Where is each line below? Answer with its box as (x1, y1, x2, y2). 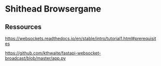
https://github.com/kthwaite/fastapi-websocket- (5, 50, 101, 56)
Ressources (5, 23, 42, 31)
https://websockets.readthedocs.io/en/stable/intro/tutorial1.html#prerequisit (5, 35, 156, 41)
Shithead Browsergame (5, 3, 102, 15)
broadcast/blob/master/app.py (5, 55, 66, 61)
